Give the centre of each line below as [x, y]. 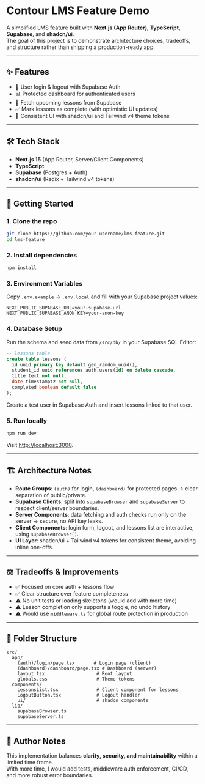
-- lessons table [28, 353]
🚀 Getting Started [40, 203]
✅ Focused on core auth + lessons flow [65, 586]
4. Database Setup [34, 329]
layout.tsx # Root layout [75, 674]
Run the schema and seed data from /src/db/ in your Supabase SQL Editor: [101, 342]
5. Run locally [27, 421]
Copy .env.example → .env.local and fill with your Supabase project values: [102, 297]
